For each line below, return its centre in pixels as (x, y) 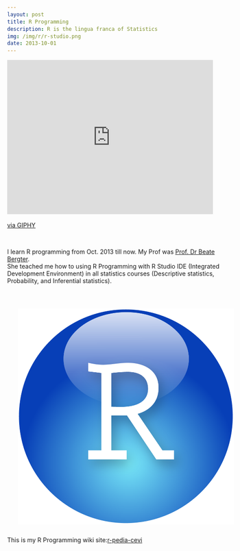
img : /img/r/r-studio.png (44, 36)
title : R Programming (38, 22)
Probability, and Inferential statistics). (59, 281)
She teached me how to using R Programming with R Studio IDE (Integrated (113, 267)
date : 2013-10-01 (32, 44)
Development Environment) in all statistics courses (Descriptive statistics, (111, 273)
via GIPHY (22, 225)
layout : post (26, 14)
